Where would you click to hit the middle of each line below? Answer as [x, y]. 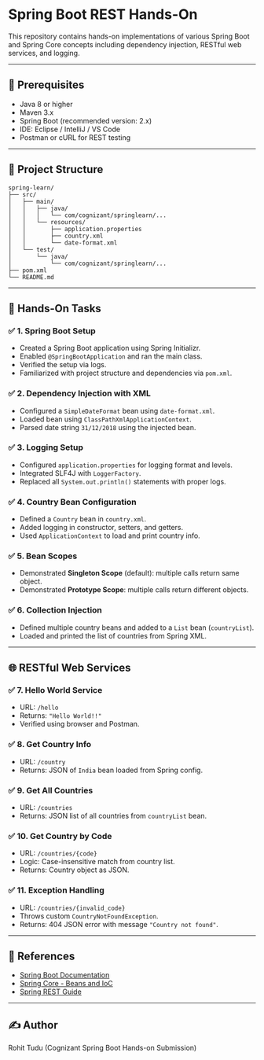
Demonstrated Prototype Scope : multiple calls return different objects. [134, 590]
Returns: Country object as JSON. [74, 870]
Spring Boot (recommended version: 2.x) [86, 120]
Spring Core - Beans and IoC [66, 984]
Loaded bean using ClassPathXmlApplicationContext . [105, 419]
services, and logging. [44, 53]
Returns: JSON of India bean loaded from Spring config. [111, 770]
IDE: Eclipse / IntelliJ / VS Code [70, 129]
